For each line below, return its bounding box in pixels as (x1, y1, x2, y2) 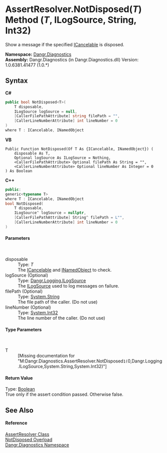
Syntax (5, 76, 28, 85)
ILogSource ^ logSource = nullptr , (14, 210, 86, 216)
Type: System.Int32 (18, 309, 58, 315)
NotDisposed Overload (5, 436, 53, 442)
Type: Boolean (5, 386, 35, 392)
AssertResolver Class (5, 431, 50, 437)
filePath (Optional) (5, 288, 43, 294)
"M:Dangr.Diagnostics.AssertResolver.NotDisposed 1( (18, 358, 128, 364)
